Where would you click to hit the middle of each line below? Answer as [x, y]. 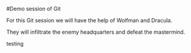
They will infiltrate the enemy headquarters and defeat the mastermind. [96, 32]
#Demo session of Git [34, 9]
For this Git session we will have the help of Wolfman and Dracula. [89, 20]
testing [15, 44]
